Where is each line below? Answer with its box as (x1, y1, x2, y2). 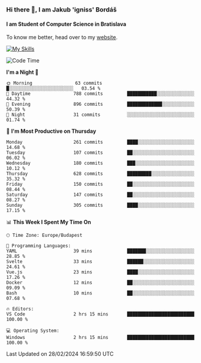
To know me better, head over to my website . (6, 34, 118, 41)
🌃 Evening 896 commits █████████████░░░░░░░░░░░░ (6, 102, 195, 108)
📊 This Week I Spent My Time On (6, 219, 91, 226)
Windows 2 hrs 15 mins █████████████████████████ (6, 335, 195, 341)
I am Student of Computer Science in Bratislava (6, 20, 127, 28)
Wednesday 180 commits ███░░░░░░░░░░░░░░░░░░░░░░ (6, 160, 195, 166)
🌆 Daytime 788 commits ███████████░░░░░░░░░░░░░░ (6, 91, 195, 97)
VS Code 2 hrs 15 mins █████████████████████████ (6, 311, 195, 317)
